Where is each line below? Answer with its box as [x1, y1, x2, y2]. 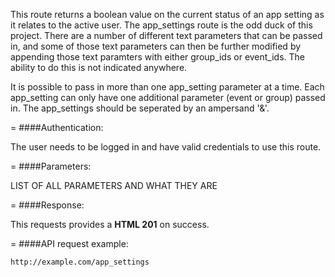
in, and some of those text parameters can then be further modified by [10, 40, 302, 52]
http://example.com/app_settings [10, 257, 150, 267]
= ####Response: [10, 199, 85, 211]
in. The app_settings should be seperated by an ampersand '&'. [10, 102, 270, 114]
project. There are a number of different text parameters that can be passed [10, 30, 323, 41]
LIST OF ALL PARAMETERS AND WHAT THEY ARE [10, 180, 218, 191]
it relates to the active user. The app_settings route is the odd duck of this [10, 19, 313, 31]
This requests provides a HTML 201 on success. [10, 219, 210, 230]
